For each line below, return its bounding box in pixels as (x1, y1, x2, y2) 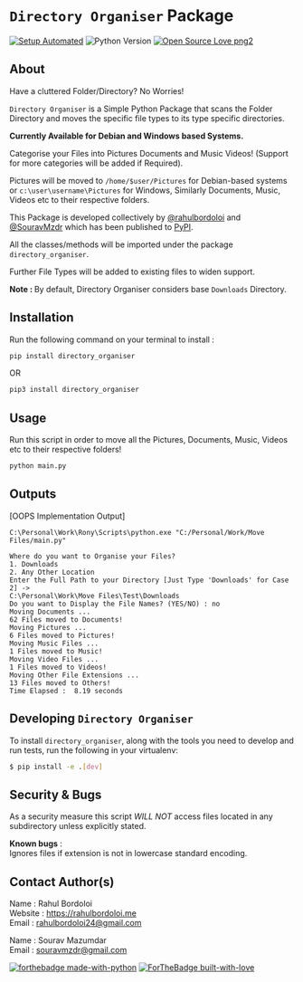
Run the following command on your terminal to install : (9, 334, 215, 345)
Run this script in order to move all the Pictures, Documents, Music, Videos (9, 434, 288, 445)
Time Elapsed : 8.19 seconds (9, 686, 124, 695)
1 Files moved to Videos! (9, 663, 107, 672)
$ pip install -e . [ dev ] (9, 762, 103, 771)
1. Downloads (9, 559, 59, 568)
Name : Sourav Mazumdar (9, 935, 107, 946)
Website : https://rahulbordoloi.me (9, 908, 137, 919)
